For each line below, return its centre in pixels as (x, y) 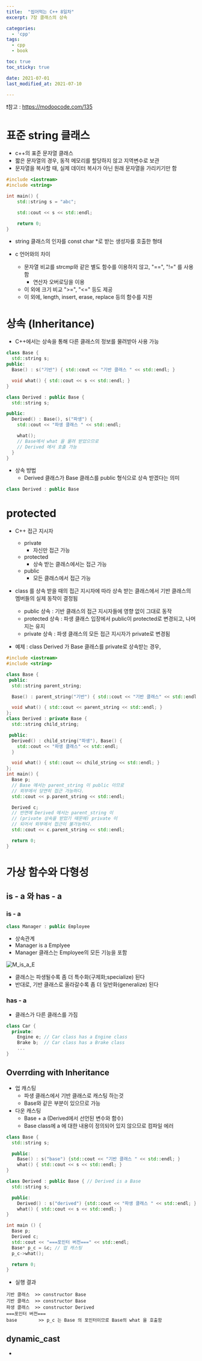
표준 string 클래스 (48, 135)
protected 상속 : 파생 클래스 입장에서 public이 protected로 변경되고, (104, 619)
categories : (21, 28)
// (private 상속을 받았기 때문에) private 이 (65, 819)
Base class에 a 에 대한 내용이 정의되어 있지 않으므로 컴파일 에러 (99, 1125)
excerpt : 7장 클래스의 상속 (37, 17)
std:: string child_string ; (45, 725)
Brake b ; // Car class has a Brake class (71, 1043)
